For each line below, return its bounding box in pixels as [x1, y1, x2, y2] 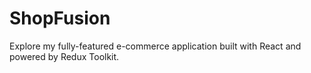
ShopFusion [9, 7, 111, 30]
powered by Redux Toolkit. [9, 50, 120, 62]
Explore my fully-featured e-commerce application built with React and [9, 40, 302, 52]
